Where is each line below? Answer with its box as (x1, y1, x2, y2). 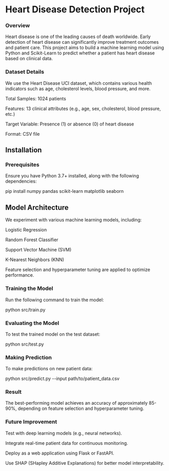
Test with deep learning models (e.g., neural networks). (5, 430, 122, 436)
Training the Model (5, 285, 53, 292)
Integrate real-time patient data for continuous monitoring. (5, 440, 129, 446)
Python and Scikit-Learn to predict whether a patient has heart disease (5, 50, 155, 56)
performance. (5, 272, 34, 278)
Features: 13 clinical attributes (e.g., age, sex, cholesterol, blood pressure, (5, 105, 161, 112)
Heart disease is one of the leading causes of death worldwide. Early (5, 33, 151, 40)
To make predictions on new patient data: (5, 366, 93, 372)
